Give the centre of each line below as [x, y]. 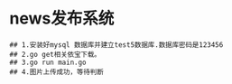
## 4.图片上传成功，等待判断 [56, 72]
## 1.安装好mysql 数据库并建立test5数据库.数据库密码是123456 [116, 45]
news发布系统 [62, 19]
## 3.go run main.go [48, 62]
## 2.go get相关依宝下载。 [55, 54]
